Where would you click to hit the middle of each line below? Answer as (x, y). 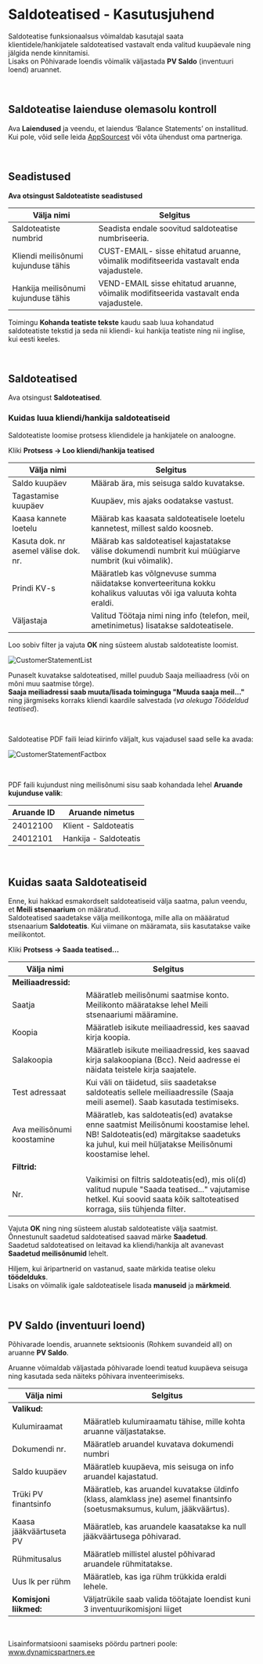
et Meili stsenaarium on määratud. (64, 909)
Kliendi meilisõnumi (48, 255)
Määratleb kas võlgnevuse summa (154, 573)
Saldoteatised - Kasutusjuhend (112, 15)
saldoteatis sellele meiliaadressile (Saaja (160, 1092)
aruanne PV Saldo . (38, 1353)
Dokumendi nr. (39, 1449)
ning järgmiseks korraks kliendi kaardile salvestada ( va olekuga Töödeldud (128, 700)
